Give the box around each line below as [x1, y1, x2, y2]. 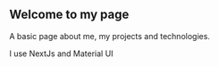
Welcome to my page [9, 7, 130, 22]
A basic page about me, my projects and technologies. [9, 30, 210, 41]
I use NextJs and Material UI [9, 48, 114, 59]
